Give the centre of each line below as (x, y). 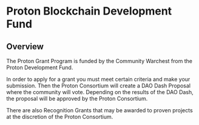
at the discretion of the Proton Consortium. (60, 117)
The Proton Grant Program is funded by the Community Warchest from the (99, 61)
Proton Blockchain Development (89, 11)
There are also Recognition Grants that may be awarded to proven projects (99, 110)
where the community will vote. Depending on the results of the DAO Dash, (100, 92)
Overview (25, 46)
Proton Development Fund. (40, 67)
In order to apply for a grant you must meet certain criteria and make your (98, 79)
